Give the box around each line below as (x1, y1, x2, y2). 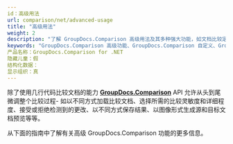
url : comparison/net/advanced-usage (7, 17, 113, 24)
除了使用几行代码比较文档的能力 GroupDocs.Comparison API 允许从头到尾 (7, 88, 221, 96)
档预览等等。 (7, 114, 44, 122)
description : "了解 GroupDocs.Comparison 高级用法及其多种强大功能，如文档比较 (7, 36, 223, 43)
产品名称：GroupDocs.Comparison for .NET (7, 49, 123, 56)
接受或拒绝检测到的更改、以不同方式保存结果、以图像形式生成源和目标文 (19, 105, 226, 114)
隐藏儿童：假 (7, 55, 39, 62)
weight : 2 (7, 29, 36, 37)
